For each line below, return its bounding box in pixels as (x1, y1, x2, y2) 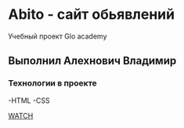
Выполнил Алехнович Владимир (8, 54, 177, 68)
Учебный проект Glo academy (8, 31, 107, 41)
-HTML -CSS (8, 96, 51, 105)
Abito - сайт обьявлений (8, 5, 175, 24)
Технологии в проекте (8, 78, 98, 89)
